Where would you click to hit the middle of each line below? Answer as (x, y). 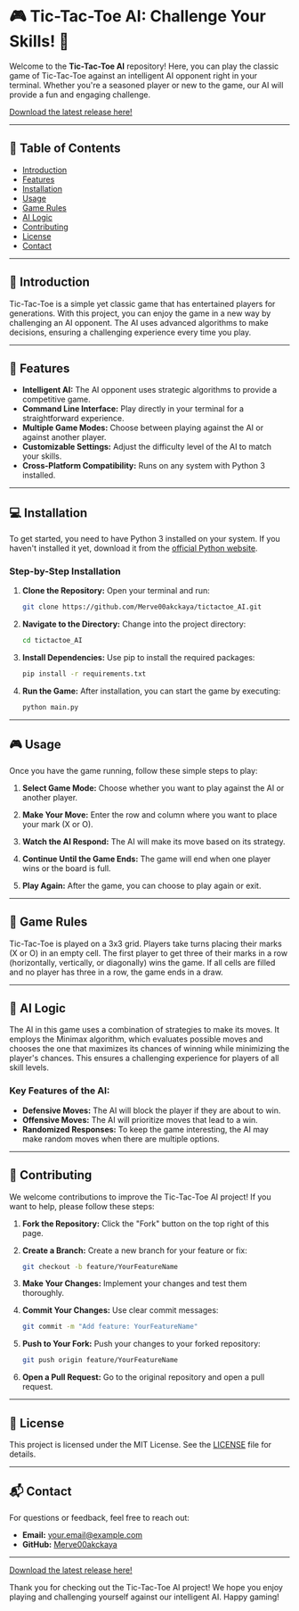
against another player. (64, 437)
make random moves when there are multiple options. (121, 1139)
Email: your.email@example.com (82, 1534)
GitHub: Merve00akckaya (69, 1544)
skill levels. (29, 1067)
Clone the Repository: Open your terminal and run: (116, 591)
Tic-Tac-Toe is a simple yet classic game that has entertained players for (142, 303)
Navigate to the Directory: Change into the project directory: (134, 624)
